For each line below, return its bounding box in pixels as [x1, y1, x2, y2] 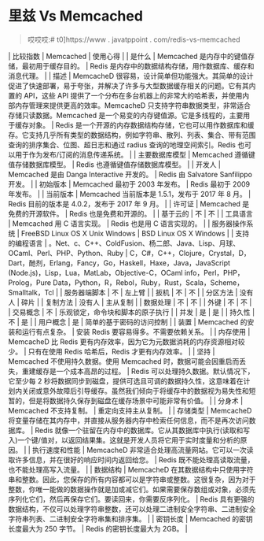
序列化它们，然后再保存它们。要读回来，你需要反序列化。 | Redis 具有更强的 [8, 494, 255, 504]
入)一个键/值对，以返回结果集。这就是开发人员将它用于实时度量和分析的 [8, 435, 241, 445]
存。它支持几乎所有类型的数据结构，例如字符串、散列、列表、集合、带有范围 [8, 130, 256, 139]
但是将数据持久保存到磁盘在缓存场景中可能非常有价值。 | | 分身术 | [28, 395, 244, 406]
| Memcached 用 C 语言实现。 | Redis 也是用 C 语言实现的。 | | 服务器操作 [8, 218, 247, 228]
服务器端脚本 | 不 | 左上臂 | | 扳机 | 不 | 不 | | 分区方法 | [64, 287, 238, 297]
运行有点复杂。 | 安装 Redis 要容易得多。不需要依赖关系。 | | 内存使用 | [21, 327, 251, 336]
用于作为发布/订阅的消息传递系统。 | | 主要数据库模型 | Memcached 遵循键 [14, 150, 255, 159]
